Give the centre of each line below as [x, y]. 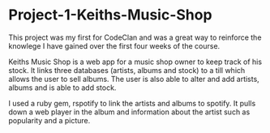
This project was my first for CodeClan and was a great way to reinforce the [135, 37]
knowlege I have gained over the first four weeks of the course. [114, 45]
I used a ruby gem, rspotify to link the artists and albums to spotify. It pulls [132, 103]
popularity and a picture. [49, 120]
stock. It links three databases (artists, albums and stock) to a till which [127, 70]
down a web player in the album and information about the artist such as [129, 112]
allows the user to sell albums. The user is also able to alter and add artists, [134, 79]
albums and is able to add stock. [62, 88]
